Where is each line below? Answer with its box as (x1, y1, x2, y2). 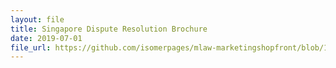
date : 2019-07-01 (10, 33, 83, 43)
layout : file (10, 14, 65, 25)
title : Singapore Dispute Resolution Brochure (10, 24, 208, 34)
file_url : (10, 42, 52, 53)
